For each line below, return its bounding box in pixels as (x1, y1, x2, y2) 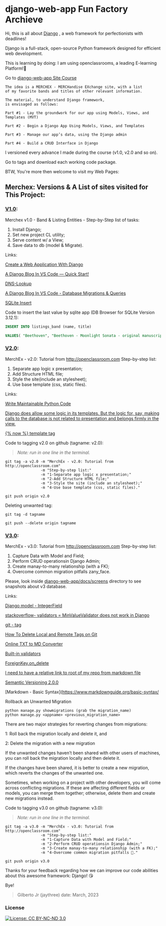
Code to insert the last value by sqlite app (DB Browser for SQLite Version (5, 309, 155, 315)
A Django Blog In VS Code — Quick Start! (5, 271, 89, 277)
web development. (5, 50, 43, 56)
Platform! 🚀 (5, 65, 27, 71)
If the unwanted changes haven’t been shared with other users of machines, (5, 750, 161, 756)
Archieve (5, 14, 43, 25)
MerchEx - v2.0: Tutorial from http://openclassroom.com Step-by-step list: (5, 356, 157, 362)
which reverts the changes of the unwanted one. (5, 770, 104, 776)
